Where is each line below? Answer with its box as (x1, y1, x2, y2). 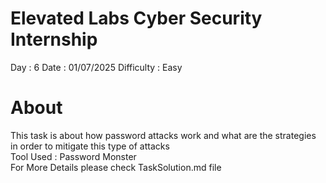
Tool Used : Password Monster (10, 150, 137, 162)
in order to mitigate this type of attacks (10, 140, 170, 152)
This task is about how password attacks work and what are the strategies (10, 129, 317, 141)
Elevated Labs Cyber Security (10, 7, 263, 30)
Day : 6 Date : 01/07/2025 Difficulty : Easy (10, 61, 183, 73)
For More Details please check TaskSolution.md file (10, 161, 222, 173)
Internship (10, 28, 98, 51)
